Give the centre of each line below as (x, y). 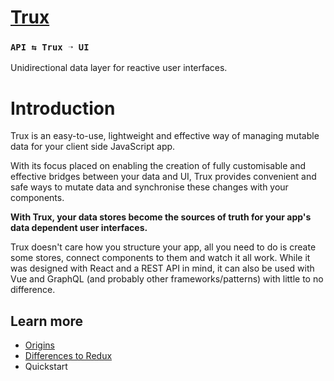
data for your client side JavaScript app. (93, 147)
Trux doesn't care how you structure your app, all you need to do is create (163, 247)
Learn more (47, 321)
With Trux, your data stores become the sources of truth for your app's (161, 217)
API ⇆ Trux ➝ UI (50, 47)
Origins (39, 345)
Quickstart (46, 367)
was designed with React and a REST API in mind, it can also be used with (162, 268)
